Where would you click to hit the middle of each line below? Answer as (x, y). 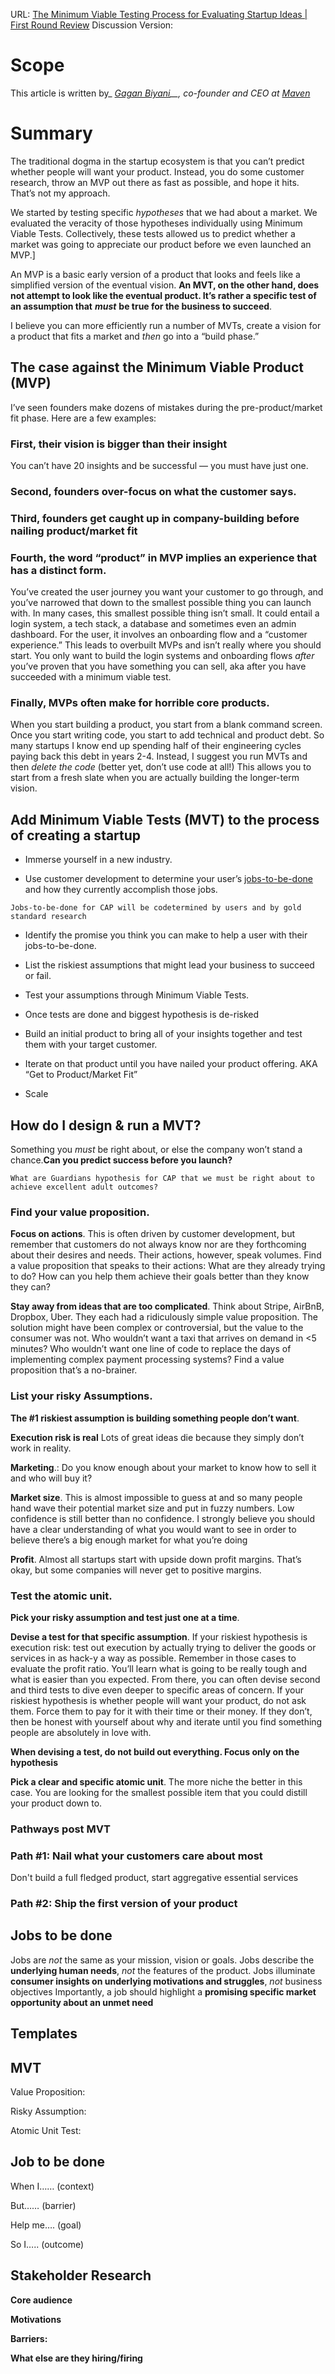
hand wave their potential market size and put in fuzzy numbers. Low (152, 1508)
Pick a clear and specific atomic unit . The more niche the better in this (156, 1781)
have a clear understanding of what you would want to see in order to (153, 1529)
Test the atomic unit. (61, 1596)
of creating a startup (76, 835)
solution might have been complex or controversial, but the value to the (157, 1328)
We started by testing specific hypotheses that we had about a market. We (164, 212)
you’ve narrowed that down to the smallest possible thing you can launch (161, 603)
